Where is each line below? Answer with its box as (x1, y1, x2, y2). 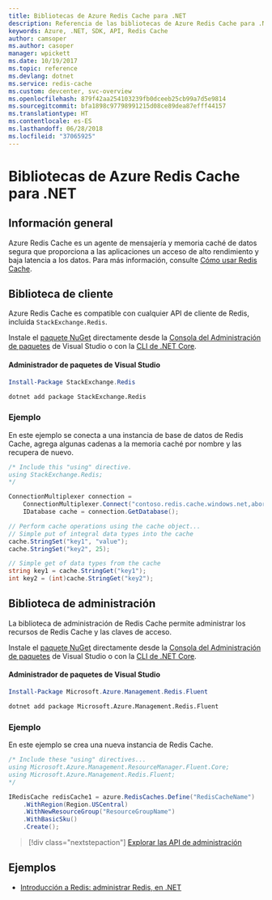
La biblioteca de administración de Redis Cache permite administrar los (8, 618, 246, 628)
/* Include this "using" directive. (8, 463, 132, 471)
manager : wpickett (8, 49, 70, 57)
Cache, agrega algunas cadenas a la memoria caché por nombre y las (8, 439, 242, 448)
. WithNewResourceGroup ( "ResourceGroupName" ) (23, 808, 176, 816)
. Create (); (23, 823, 60, 831)
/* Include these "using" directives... (8, 756, 147, 764)
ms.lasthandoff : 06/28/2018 (8, 125, 104, 133)
